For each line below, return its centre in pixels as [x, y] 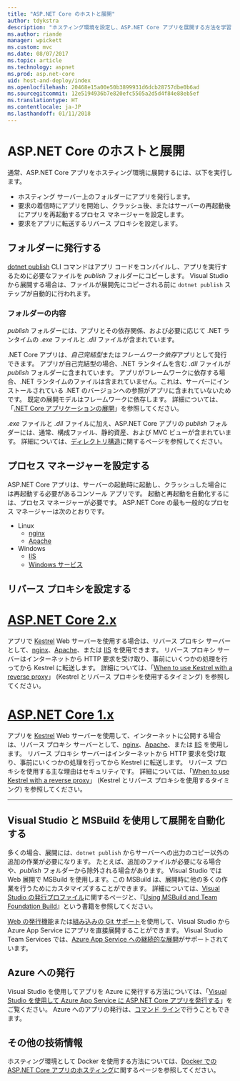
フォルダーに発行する [54, 248]
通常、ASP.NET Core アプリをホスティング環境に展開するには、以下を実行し [120, 172]
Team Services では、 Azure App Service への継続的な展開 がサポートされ [115, 939]
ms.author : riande [35, 34]
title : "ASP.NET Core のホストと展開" [61, 14]
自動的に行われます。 [63, 293]
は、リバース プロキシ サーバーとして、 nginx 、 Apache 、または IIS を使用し [118, 744]
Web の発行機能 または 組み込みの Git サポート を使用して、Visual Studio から [119, 921]
